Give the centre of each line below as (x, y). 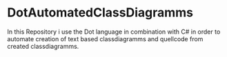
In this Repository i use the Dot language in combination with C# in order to (114, 32)
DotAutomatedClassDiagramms (100, 13)
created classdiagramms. (43, 46)
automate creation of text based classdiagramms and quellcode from (105, 38)
